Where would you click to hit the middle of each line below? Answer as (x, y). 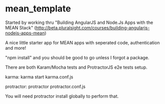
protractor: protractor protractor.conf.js (45, 86)
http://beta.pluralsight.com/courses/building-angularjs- (93, 27)
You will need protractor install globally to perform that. (62, 96)
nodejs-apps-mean (25, 33)
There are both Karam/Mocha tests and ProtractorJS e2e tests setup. (76, 67)
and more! (16, 48)
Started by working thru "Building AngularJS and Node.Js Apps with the (79, 22)
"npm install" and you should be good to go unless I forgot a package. (77, 57)
